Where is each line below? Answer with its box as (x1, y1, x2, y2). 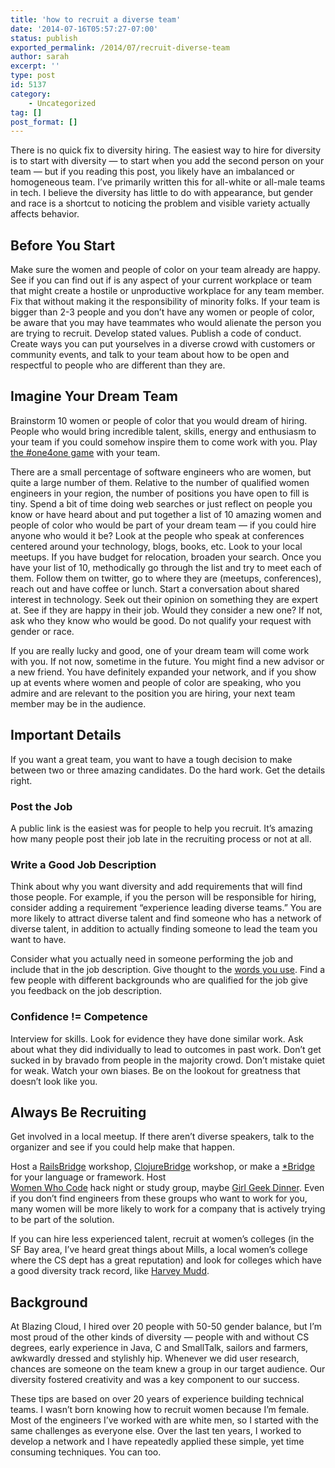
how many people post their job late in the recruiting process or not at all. (10, 832, 312, 845)
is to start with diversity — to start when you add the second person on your (10, 155, 325, 167)
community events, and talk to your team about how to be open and (10, 349, 290, 361)
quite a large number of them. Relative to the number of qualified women (10, 476, 310, 488)
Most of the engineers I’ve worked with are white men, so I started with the (10, 1414, 320, 1426)
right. (10, 774, 33, 786)
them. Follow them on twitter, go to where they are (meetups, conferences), (10, 572, 322, 584)
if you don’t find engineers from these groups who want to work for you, (10, 1192, 308, 1205)
